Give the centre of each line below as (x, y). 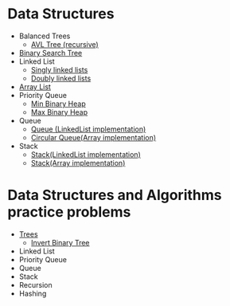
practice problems (69, 212)
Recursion (35, 284)
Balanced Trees (45, 36)
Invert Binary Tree (60, 242)
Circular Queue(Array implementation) (94, 137)
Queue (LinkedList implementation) (88, 129)
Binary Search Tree (51, 53)
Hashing (33, 293)
